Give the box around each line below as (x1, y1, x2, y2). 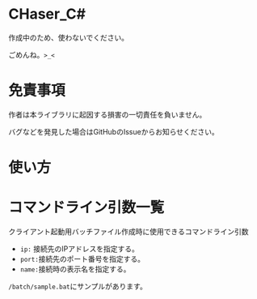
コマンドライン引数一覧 (8, 199, 165, 217)
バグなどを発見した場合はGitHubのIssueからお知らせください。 (8, 126, 220, 136)
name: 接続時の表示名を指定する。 (19, 264, 131, 274)
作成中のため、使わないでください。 (8, 32, 129, 42)
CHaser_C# (8, 5, 86, 23)
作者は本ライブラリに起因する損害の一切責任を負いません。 (8, 109, 207, 119)
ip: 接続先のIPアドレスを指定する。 (19, 244, 139, 254)
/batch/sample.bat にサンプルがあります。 (8, 281, 147, 291)
